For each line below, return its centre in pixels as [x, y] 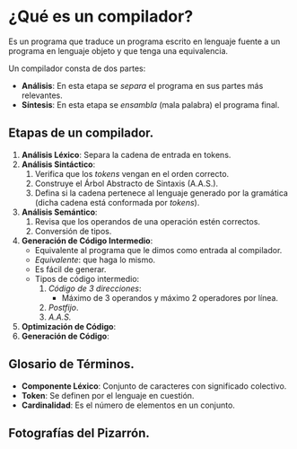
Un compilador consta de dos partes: [77, 68]
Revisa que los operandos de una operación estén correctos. [148, 221]
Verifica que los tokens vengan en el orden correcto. [132, 173]
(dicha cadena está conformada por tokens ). [117, 202]
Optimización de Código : [69, 326]
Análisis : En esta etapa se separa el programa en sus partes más [142, 85]
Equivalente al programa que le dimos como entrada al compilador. [158, 250]
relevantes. [42, 95]
